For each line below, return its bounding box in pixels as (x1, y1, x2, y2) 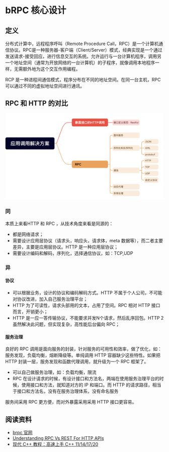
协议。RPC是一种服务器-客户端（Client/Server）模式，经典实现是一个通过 (9, 47, 162, 53)
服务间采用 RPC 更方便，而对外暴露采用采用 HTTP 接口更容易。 (5, 399, 137, 405)
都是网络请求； (12, 231, 44, 237)
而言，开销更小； (12, 309, 48, 315)
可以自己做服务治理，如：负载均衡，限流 (12, 369, 97, 375)
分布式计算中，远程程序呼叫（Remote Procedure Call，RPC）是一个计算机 (5, 41, 159, 46)
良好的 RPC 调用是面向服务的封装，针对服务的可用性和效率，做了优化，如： (5, 346, 162, 352)
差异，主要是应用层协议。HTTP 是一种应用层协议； (12, 243, 119, 250)
